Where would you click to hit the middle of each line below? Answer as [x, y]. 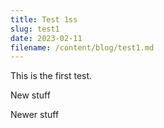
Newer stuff [35, 115]
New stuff [30, 95]
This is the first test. [51, 76]
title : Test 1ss [44, 19]
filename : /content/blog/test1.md [82, 47]
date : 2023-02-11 [46, 38]
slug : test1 [35, 29]
